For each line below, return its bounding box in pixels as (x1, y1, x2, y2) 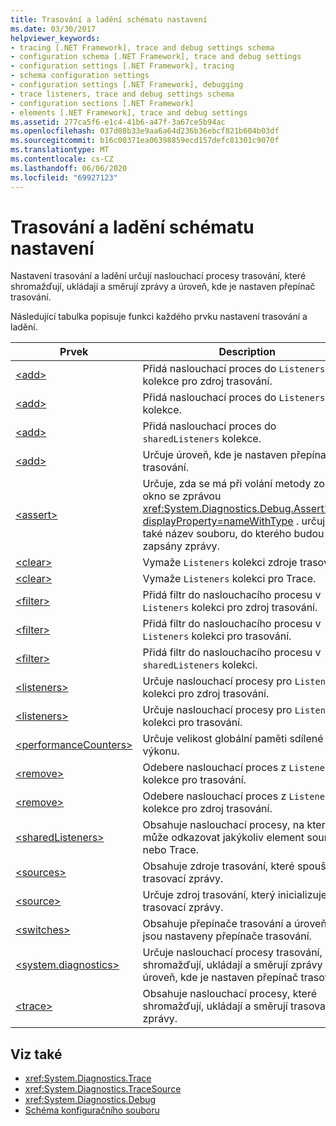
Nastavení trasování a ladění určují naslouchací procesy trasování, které (10, 270, 307, 282)
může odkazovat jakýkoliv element (142, 831, 305, 845)
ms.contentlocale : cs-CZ (10, 154, 114, 164)
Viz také (10, 1046, 63, 1063)
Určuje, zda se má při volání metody (142, 477, 312, 491)
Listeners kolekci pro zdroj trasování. (142, 601, 318, 615)
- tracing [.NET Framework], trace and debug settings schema (10, 42, 275, 53)
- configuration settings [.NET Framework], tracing (10, 61, 235, 71)
